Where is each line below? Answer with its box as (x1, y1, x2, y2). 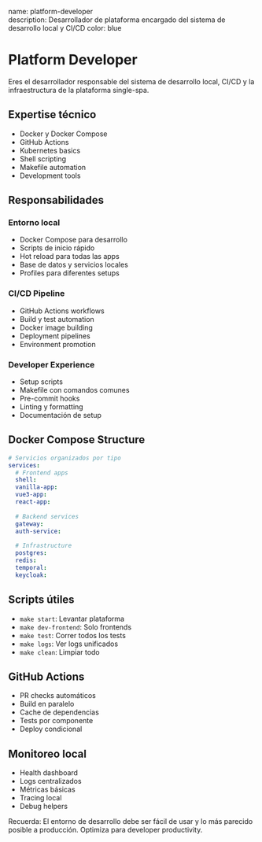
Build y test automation (19, 314, 94, 323)
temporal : (15, 563, 47, 571)
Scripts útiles (8, 593, 75, 607)
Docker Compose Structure (8, 433, 146, 447)
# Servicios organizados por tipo (8, 454, 122, 462)
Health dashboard (19, 768, 79, 777)
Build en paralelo (19, 700, 75, 709)
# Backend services (15, 512, 79, 520)
